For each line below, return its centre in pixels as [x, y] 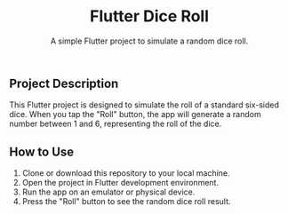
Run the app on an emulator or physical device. [108, 192]
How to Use [42, 151]
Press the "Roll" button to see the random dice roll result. [126, 202]
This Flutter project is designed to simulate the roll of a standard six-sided [144, 105]
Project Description [64, 83]
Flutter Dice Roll [149, 16]
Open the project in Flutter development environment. [120, 183]
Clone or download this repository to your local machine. [126, 173]
